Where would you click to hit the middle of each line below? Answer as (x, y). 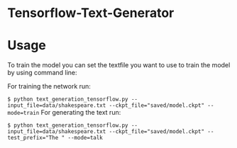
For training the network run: (49, 86)
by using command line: (42, 73)
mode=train (23, 113)
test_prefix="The (33, 138)
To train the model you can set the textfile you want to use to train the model (119, 65)
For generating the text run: (81, 113)
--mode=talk (85, 138)
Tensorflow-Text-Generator (91, 13)
